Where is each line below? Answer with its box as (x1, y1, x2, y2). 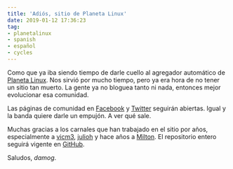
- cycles (7, 50, 33, 57)
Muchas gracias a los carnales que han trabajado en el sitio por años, (7, 125, 208, 133)
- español (7, 43, 36, 50)
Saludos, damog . (7, 153, 57, 161)
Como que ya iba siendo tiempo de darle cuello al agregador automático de (7, 68, 226, 77)
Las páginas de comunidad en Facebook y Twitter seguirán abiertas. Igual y (7, 104, 227, 112)
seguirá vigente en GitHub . (7, 140, 85, 148)
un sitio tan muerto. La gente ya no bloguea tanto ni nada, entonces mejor (7, 83, 221, 91)
